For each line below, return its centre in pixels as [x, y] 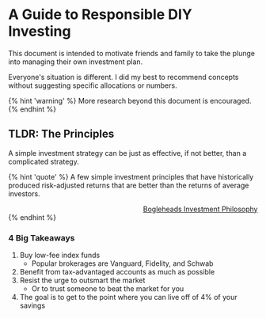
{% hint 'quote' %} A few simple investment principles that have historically [131, 176]
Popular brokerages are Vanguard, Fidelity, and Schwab [122, 263]
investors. [25, 193]
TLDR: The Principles [61, 134]
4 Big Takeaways [42, 237]
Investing [40, 31]
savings [32, 305]
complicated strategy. [44, 161]
